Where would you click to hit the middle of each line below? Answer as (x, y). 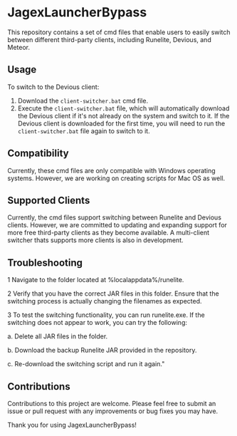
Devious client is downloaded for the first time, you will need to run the (121, 123)
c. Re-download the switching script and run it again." (86, 364)
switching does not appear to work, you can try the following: (97, 323)
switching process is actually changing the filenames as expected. (105, 301)
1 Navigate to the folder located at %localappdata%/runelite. (96, 280)
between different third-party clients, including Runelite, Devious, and (109, 39)
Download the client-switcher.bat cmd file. (83, 100)
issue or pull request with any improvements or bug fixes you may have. (113, 411)
